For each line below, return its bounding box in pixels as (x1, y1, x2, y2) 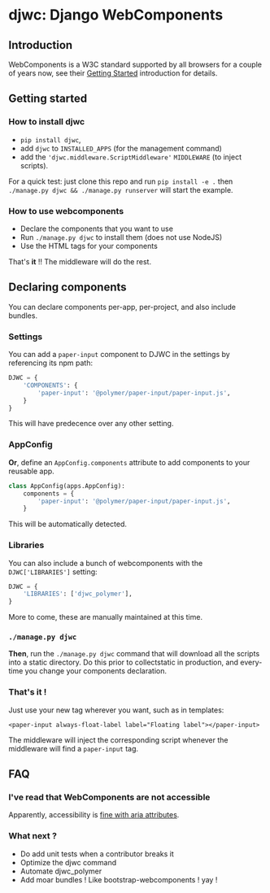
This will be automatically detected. (8, 519, 128, 529)
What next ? (8, 830, 57, 842)
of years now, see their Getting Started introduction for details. (8, 68, 218, 78)
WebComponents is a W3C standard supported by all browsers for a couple (8, 59, 263, 69)
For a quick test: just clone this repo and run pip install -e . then (8, 176, 233, 186)
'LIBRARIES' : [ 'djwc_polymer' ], (23, 590, 133, 599)
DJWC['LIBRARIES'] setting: (8, 567, 98, 577)
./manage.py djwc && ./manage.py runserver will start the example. (8, 185, 233, 194)
